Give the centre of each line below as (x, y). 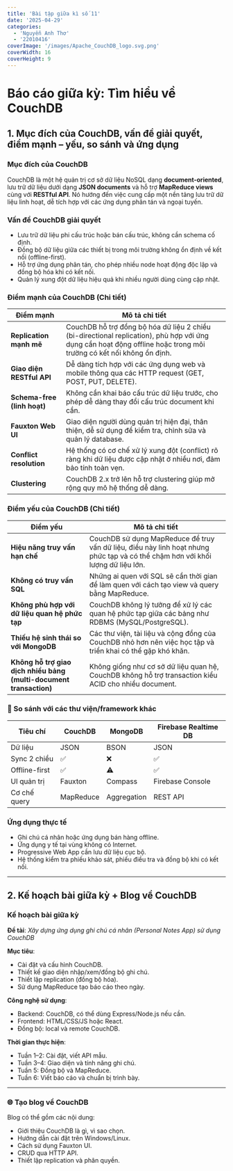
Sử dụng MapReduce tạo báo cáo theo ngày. (81, 987)
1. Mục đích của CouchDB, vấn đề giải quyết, (105, 134)
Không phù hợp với (43, 605)
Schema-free (34, 397)
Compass (122, 781)
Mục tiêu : (21, 951)
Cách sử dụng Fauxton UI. (54, 1146)
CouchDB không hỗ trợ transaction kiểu (153, 675)
